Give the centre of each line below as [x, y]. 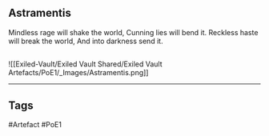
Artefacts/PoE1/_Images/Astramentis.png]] [78, 73]
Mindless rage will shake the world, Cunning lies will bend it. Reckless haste [133, 32]
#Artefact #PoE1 [35, 125]
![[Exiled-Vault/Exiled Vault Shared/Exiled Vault [85, 64]
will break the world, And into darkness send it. [86, 41]
